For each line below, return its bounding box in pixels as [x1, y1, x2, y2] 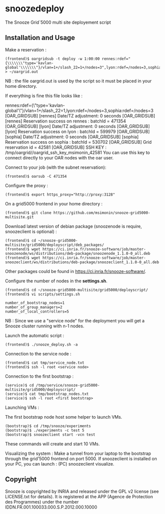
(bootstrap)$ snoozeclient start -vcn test [5, 432, 96, 437]
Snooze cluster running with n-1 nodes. [5, 323, 84, 329]
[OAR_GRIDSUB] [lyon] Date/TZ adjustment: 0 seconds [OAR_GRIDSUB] [5, 123, 150, 129]
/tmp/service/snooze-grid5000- [36, 383, 100, 388]
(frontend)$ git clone [5, 210, 52, 215]
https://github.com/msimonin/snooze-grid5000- [53, 210, 151, 215]
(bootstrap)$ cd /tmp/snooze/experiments [5, 423, 91, 429]
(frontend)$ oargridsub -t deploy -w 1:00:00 [5, 56, 100, 61]
